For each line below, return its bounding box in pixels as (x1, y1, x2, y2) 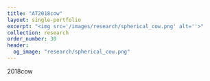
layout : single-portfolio (7, 16, 81, 23)
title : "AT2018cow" (7, 10, 63, 17)
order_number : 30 (7, 36, 57, 43)
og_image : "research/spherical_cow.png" (13, 49, 130, 56)
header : (7, 42, 30, 49)
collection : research (7, 29, 69, 36)
